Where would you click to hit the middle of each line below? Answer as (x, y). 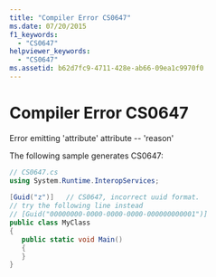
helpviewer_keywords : (50, 52)
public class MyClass (50, 223)
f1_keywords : (34, 34)
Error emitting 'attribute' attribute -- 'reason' (92, 138)
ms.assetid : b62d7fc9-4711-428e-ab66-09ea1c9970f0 (107, 69)
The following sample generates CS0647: (87, 156)
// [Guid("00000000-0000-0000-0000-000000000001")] (108, 215)
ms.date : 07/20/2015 (48, 26)
